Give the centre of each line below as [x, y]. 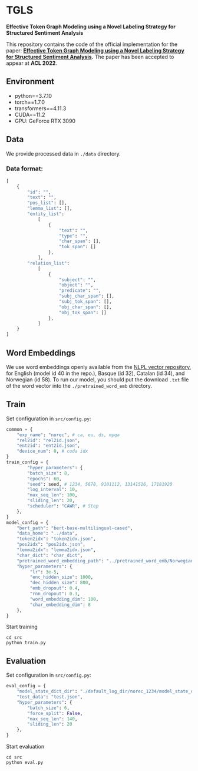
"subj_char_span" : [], [87, 296]
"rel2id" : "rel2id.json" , [49, 440]
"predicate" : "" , [80, 291]
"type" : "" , [73, 236]
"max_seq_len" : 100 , [52, 495]
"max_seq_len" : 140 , [52, 719]
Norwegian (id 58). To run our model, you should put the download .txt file [98, 380]
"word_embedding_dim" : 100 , [64, 599]
